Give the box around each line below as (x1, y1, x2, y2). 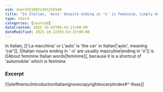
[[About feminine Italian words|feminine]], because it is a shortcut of (5, 53, 142, 59)
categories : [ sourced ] (5, 20, 51, 26)
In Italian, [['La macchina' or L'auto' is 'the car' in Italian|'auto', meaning (5, 43, 147, 48)
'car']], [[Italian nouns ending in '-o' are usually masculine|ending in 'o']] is (5, 48, 154, 54)
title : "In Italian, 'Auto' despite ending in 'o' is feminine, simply (5, 12, 153, 16)
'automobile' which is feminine (5, 59, 66, 64)
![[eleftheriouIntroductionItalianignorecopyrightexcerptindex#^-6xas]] (5, 81, 144, 87)
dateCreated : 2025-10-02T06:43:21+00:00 (5, 25, 88, 30)
